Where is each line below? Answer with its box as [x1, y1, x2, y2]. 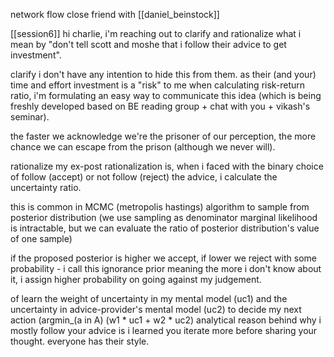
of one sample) [10, 233, 73, 244]
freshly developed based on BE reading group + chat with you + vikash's [10, 100, 311, 112]
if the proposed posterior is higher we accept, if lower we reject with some [10, 252, 317, 264]
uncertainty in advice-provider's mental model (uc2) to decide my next [10, 304, 302, 315]
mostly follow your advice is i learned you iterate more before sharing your [10, 325, 318, 336]
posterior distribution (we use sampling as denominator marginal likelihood [10, 212, 318, 223]
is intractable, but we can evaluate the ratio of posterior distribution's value [10, 222, 320, 234]
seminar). [10, 111, 50, 123]
